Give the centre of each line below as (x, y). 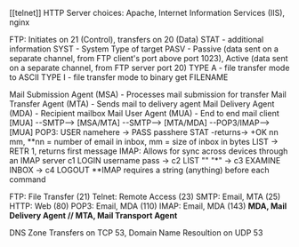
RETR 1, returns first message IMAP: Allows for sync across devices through (149, 151)
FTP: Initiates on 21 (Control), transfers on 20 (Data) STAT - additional (137, 40)
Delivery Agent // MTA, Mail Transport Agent (93, 215)
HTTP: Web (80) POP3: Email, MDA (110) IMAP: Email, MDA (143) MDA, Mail (148, 206)
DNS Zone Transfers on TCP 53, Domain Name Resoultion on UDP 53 (136, 233)
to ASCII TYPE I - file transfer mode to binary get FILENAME (119, 77)
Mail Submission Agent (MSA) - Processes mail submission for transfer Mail (148, 94)
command (28, 179)
